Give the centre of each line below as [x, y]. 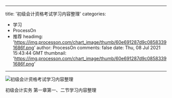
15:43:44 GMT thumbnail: [39, 53]
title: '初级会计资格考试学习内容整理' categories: [56, 14]
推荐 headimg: [28, 36]
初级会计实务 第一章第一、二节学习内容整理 [51, 90]
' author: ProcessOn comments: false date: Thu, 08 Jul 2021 [97, 47]
